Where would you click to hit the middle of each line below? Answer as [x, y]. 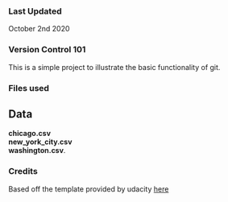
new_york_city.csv [40, 142]
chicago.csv [29, 134]
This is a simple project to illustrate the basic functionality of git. [114, 67]
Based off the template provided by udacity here [89, 189]
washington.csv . [37, 150]
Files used [29, 88]
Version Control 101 [47, 50]
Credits [23, 171]
